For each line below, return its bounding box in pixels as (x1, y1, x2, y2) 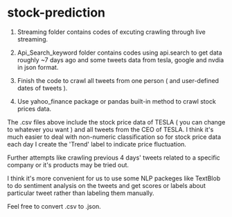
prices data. (17, 104, 52, 113)
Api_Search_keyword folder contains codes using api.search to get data (17, 48, 223, 57)
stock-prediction (7, 5, 106, 21)
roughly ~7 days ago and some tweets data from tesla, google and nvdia (17, 55, 224, 64)
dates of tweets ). (17, 84, 68, 92)
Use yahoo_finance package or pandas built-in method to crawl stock (17, 97, 216, 105)
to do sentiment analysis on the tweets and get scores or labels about (7, 181, 206, 189)
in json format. (17, 63, 59, 71)
